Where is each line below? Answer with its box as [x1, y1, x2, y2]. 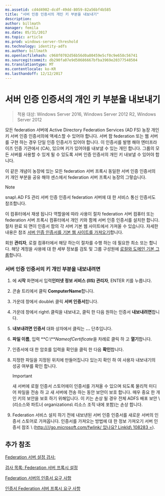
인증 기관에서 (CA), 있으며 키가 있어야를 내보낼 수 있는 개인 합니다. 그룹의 [14, 145, 155, 151]
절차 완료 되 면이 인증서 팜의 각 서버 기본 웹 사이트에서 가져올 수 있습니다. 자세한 [5, 223, 159, 229]
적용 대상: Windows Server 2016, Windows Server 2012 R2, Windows [17, 111, 156, 117]
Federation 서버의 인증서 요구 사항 [5, 475, 71, 481]
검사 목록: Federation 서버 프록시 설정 [5, 465, 78, 470]
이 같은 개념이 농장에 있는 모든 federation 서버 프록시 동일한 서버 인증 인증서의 [5, 168, 156, 174]
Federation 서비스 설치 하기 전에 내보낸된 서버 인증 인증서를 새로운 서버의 [12, 412, 154, 418]
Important [12, 373, 33, 379]
